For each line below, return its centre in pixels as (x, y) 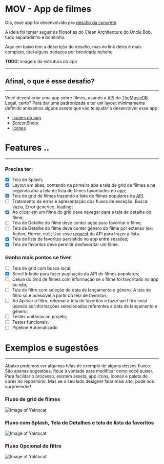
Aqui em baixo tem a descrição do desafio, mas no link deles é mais (73, 46)
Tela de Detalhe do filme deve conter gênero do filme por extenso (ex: (82, 228)
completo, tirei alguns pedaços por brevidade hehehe (59, 52)
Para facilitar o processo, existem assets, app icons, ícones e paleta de (76, 376)
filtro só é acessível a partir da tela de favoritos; (60, 296)
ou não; (20, 285)
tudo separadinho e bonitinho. (35, 37)
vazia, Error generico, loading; (42, 207)
